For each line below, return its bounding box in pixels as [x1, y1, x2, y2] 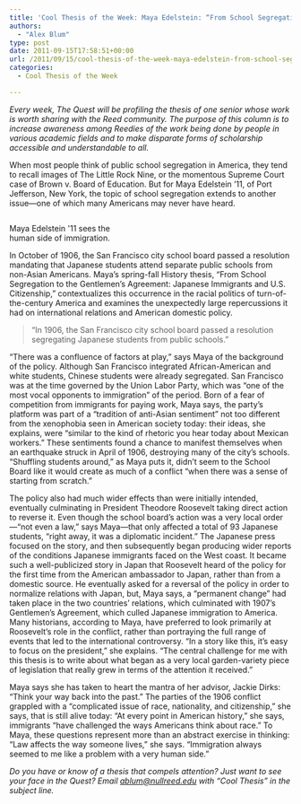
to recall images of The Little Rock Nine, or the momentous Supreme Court [9, 169, 285, 179]
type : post [9, 38, 50, 48]
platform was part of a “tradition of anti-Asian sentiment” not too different [9, 408, 280, 419]
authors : [9, 22, 42, 31]
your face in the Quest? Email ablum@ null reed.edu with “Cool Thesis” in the [9, 775, 291, 786]
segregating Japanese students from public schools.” [30, 334, 229, 345]
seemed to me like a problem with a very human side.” [9, 748, 210, 759]
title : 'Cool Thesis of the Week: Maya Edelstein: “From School [9, 13, 254, 22]
